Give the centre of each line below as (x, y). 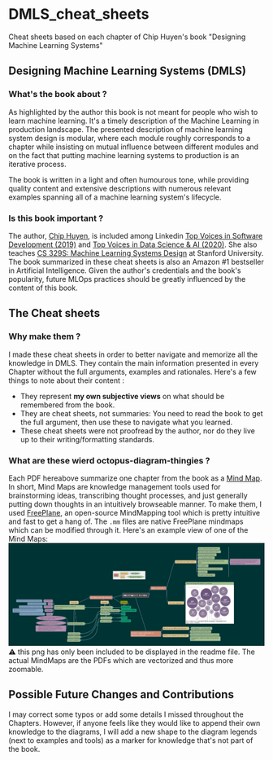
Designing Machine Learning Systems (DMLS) (127, 71)
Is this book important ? (56, 218)
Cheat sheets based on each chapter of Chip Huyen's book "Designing (127, 37)
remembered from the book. (67, 405)
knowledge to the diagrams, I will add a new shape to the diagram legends (133, 731)
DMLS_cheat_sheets (79, 14)
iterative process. (37, 164)
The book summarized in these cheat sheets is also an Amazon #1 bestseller (136, 261)
